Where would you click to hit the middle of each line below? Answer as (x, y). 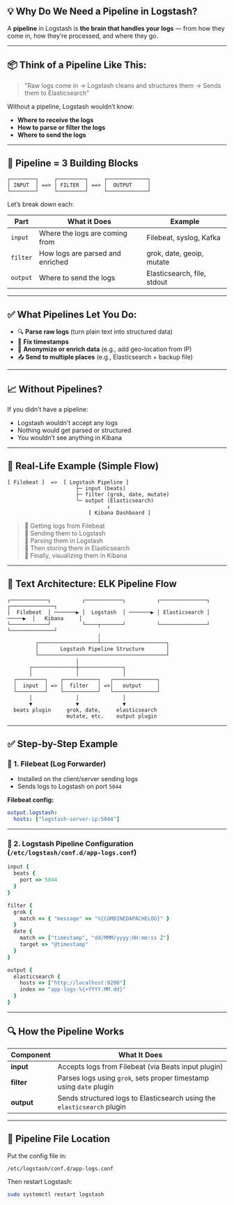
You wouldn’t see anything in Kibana (70, 438)
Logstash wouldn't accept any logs (68, 423)
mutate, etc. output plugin (112, 716)
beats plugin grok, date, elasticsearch (85, 710)
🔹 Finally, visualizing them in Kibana (76, 555)
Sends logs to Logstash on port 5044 (69, 786)
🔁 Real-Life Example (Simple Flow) (83, 466)
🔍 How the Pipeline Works (66, 1032)
